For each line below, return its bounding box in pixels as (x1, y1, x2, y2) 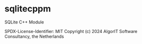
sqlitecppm (4, 3, 51, 14)
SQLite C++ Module (4, 19, 44, 25)
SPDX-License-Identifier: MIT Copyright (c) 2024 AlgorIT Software (4, 28, 138, 34)
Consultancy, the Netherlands (4, 33, 64, 39)
